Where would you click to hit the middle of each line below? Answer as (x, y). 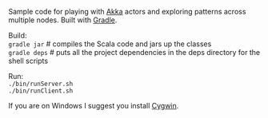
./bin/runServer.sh (41, 84)
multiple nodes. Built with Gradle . (63, 20)
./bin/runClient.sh (41, 91)
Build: (18, 35)
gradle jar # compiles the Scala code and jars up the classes (110, 44)
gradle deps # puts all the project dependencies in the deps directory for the (134, 52)
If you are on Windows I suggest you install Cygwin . (94, 106)
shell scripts (28, 61)
